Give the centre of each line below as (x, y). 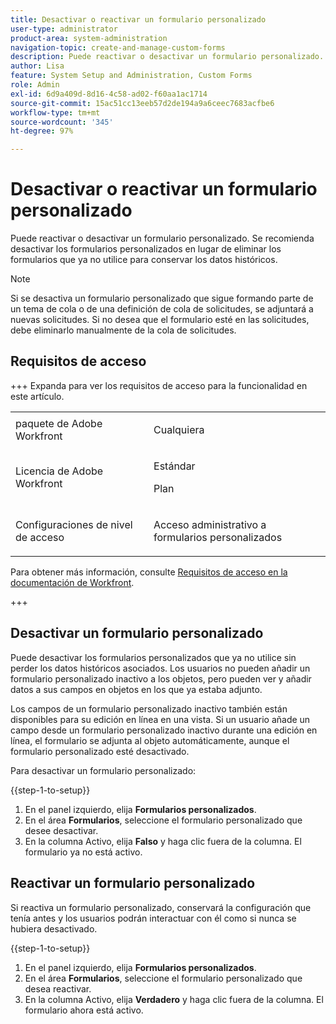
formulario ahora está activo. (84, 1010)
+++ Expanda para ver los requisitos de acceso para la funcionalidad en (159, 385)
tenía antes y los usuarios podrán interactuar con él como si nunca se (153, 918)
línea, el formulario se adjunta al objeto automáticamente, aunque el (150, 740)
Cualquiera (179, 429)
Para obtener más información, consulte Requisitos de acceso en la (149, 572)
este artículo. (37, 396)
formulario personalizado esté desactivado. (100, 751)
